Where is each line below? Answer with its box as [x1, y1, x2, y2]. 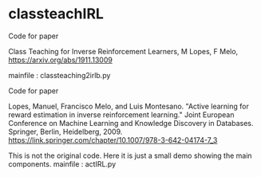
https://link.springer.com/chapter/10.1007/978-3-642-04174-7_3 [8, 135, 218, 144]
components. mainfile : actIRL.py [8, 159, 117, 168]
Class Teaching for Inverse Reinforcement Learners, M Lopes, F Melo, [8, 46, 239, 56]
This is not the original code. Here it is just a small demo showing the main [8, 151, 253, 160]
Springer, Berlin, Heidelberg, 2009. [8, 127, 123, 136]
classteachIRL [8, 5, 104, 23]
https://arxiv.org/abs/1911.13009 [8, 55, 113, 65]
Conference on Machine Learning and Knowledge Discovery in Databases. [8, 118, 254, 128]
